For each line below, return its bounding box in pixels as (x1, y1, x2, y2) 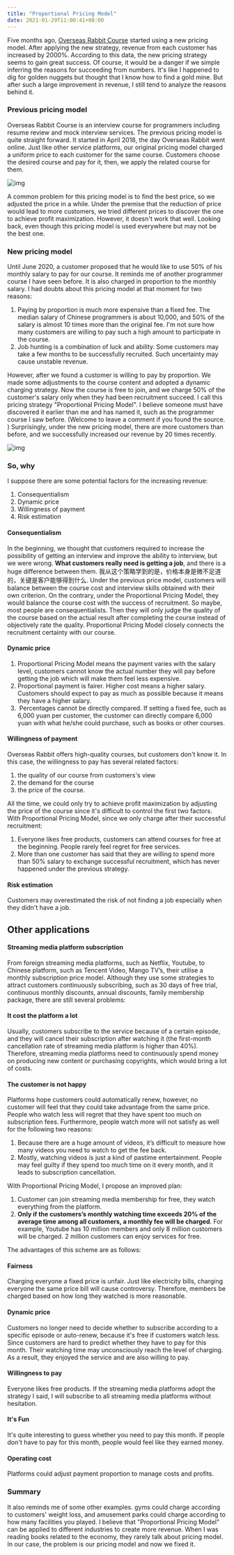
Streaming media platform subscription (7, 943, 124, 952)
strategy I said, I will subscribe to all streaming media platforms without (7, 1391, 211, 1400)
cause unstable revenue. (17, 357, 88, 366)
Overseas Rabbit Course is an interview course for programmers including (7, 121, 221, 129)
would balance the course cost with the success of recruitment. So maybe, (7, 598, 223, 607)
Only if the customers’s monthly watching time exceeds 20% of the (17, 1210, 217, 1219)
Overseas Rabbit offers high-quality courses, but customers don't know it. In (7, 750, 227, 758)
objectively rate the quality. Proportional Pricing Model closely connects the (7, 621, 224, 629)
